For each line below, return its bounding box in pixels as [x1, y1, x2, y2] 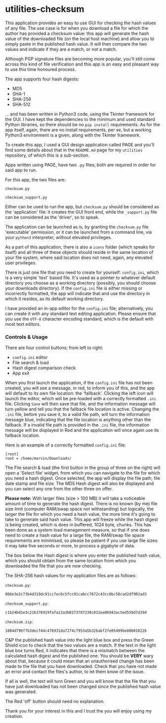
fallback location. [5, 432, 41, 438]
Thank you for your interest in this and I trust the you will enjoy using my [5, 708, 152, 714]
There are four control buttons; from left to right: [5, 345, 104, 351]
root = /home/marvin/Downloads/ [5, 456, 72, 461]
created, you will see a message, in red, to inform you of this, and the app [5, 385, 155, 391]
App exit [12, 370, 30, 376]
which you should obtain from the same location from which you [5, 558, 136, 564]
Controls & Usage [5, 333, 48, 340]
